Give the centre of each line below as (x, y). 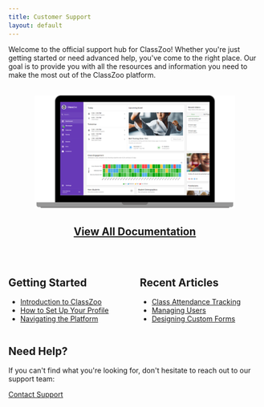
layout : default (35, 25)
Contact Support (36, 395)
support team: (32, 379)
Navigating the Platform (59, 319)
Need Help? (38, 351)
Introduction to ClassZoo (61, 302)
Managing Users (179, 310)
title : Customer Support (50, 17)
